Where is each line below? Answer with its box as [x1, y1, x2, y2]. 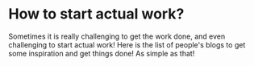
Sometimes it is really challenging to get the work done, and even [8, 31, 226, 41]
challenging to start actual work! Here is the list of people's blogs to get [8, 39, 246, 49]
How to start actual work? [8, 5, 185, 23]
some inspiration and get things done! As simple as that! [8, 48, 195, 58]
